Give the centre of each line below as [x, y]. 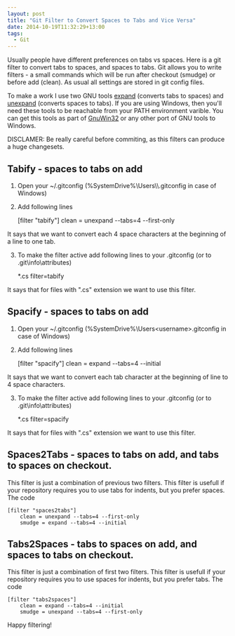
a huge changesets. [36, 147]
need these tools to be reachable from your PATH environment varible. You [115, 111]
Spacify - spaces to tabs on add [78, 312]
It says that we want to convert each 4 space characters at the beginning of [117, 234]
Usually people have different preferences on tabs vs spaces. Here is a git [114, 60]
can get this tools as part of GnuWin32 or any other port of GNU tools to [112, 118]
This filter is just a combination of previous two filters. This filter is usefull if [116, 482]
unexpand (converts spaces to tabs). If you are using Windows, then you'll [115, 103]
